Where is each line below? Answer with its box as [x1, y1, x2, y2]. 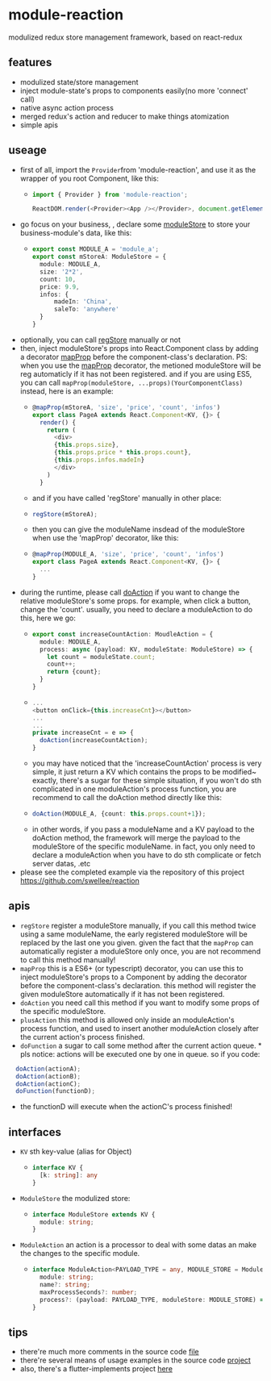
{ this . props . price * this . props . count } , [53, 449, 192, 457]
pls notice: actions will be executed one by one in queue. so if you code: [19, 1049, 261, 1058]
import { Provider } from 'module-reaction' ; [31, 190, 188, 198]
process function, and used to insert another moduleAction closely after [19, 1023, 260, 1033]
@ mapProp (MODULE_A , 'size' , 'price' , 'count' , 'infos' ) [31, 550, 224, 558]
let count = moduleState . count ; [47, 653, 156, 661]
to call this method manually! [19, 954, 116, 965]
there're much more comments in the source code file [19, 1347, 199, 1357]
